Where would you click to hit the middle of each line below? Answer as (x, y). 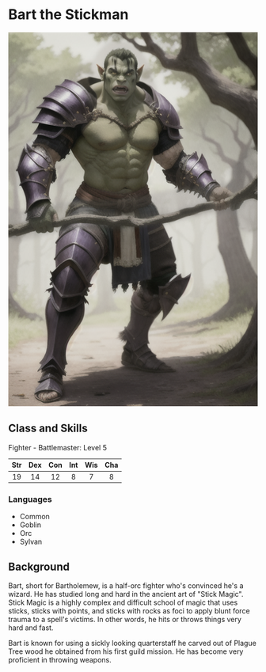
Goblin (30, 525)
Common (34, 517)
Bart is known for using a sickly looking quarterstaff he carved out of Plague (133, 644)
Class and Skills (48, 429)
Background (39, 566)
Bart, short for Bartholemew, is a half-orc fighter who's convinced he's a (126, 586)
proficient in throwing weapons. (60, 660)
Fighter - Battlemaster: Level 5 (58, 447)
